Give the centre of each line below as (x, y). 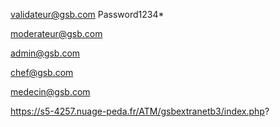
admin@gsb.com (45, 53)
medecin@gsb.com (50, 92)
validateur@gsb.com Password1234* (87, 14)
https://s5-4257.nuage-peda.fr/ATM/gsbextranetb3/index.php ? (140, 111)
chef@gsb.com (42, 72)
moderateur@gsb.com (56, 33)
